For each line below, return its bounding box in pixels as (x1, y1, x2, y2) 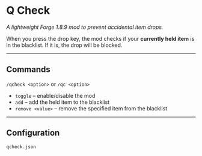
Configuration (6, 128, 60, 138)
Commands (6, 64, 51, 75)
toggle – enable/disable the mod (14, 92, 96, 99)
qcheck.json (6, 143, 36, 150)
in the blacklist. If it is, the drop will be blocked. (6, 41, 123, 49)
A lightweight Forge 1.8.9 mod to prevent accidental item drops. (6, 23, 164, 31)
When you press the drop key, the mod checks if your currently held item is (6, 35, 195, 42)
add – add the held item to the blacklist (14, 98, 110, 106)
